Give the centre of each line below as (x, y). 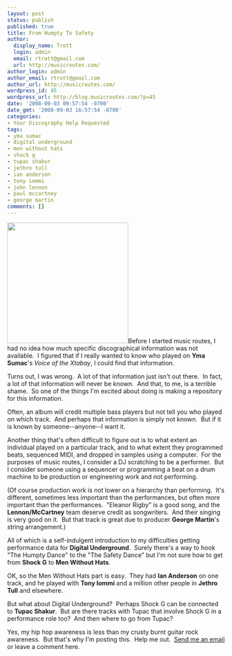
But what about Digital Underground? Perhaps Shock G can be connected (113, 603)
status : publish (30, 20)
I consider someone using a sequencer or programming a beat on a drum (111, 469)
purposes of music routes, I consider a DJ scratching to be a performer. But (116, 462)
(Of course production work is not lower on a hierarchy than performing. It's (116, 490)
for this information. (35, 398)
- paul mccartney (32, 194)
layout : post (26, 13)
